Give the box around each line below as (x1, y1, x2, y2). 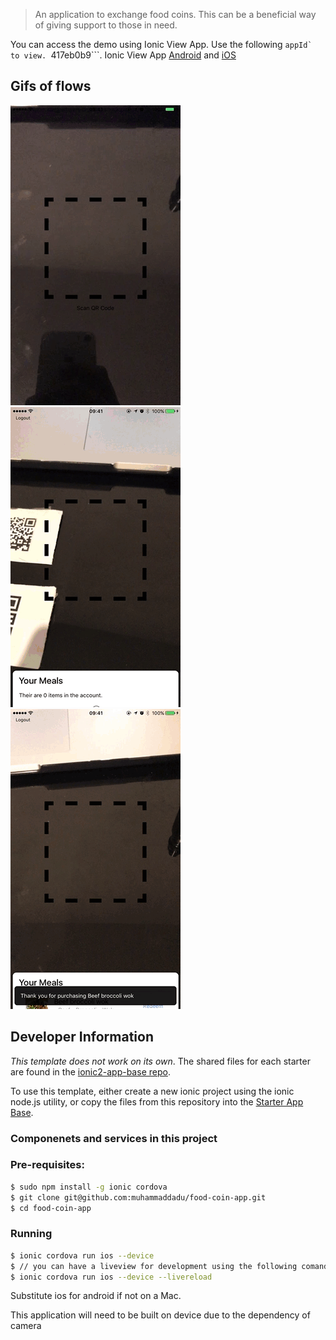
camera (10, 1320, 42, 1332)
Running (10, 1227, 53, 1241)
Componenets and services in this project (10, 1131, 218, 1145)
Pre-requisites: (10, 1158, 85, 1172)
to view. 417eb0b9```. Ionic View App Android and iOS (10, 49, 237, 61)
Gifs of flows (10, 78, 92, 95)
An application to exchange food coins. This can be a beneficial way (34, 9, 317, 20)
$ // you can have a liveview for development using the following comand (10, 1261, 329, 1271)
